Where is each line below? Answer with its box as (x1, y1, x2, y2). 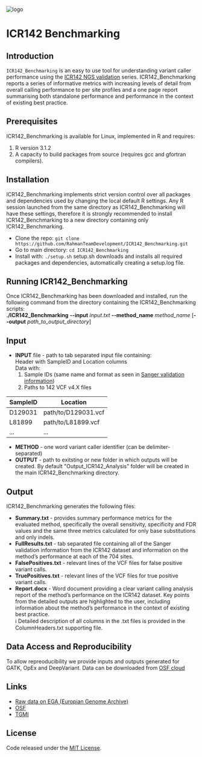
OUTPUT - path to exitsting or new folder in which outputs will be (14, 456, 178, 463)
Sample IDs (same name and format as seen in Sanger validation (24, 371, 185, 378)
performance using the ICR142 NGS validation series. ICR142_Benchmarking (6, 73, 196, 80)
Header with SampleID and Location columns (14, 358, 128, 366)
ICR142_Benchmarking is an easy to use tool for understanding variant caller (6, 67, 192, 74)
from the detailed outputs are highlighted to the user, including (14, 598, 171, 605)
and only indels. (14, 533, 55, 541)
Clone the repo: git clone (14, 234, 80, 242)
